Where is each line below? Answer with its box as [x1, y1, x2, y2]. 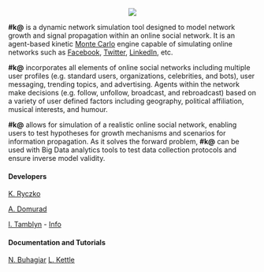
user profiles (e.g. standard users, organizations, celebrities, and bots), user [8, 71, 255, 80]
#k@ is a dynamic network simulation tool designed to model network [8, 23, 236, 32]
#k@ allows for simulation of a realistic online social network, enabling [8, 120, 237, 129]
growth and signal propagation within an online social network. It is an [8, 31, 235, 40]
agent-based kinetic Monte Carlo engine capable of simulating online [8, 39, 232, 48]
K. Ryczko [8, 189, 41, 199]
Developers [8, 171, 47, 181]
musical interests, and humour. [8, 105, 108, 114]
